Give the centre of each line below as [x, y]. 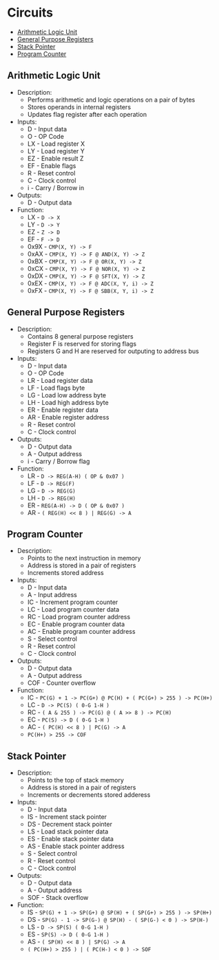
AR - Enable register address [68, 417]
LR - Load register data [60, 380]
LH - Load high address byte [68, 402]
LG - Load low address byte [67, 395]
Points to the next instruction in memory [84, 558]
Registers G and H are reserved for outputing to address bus [113, 351]
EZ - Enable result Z [55, 158]
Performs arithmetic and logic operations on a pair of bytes [111, 100]
